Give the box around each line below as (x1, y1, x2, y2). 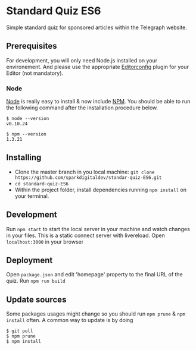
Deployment (6, 256, 53, 266)
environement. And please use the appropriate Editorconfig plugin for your (6, 63, 189, 70)
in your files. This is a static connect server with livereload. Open (6, 232, 165, 239)
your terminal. (14, 192, 49, 200)
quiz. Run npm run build (6, 278, 66, 285)
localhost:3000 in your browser (6, 238, 84, 245)
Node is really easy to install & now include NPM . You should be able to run (6, 98, 191, 105)
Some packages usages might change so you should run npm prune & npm (6, 310, 186, 317)
